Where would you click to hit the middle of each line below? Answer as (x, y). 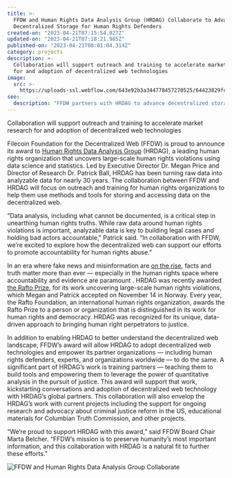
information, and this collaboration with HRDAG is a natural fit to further (108, 446)
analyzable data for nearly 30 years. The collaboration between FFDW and (113, 180)
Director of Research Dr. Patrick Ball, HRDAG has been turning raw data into (115, 172)
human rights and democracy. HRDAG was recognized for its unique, (105, 317)
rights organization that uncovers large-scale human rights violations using (114, 158)
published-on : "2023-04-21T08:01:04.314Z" (69, 46)
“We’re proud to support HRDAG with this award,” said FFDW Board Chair (111, 431)
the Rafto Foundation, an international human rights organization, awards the (116, 302)
